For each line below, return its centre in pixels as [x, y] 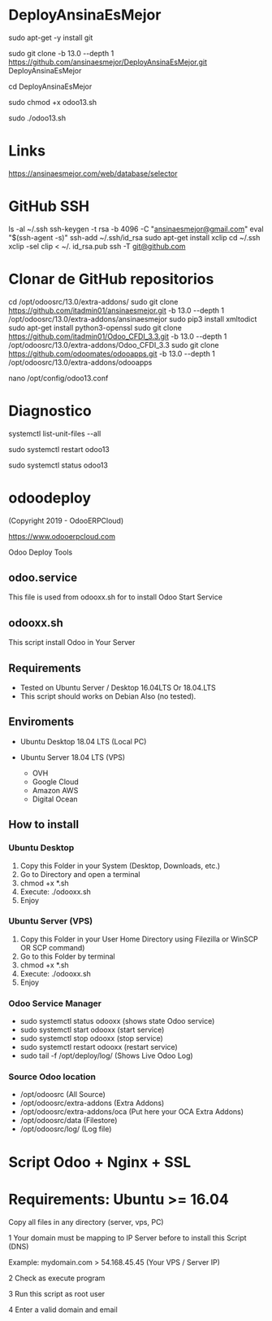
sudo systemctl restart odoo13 [59, 449]
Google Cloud [55, 781]
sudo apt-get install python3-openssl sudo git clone [95, 327]
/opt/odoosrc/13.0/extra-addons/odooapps [80, 362]
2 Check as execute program [57, 1278]
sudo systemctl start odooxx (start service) [92, 1030]
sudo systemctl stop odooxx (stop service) [92, 1038]
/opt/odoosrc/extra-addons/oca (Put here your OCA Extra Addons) [132, 1112]
